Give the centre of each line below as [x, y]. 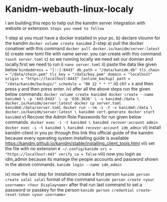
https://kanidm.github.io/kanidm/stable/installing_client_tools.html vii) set [80, 143]
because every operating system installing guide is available [67, 138]
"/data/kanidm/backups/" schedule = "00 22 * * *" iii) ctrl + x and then [79, 84]
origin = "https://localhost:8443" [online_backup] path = [68, 79]
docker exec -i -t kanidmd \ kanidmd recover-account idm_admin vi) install [83, 127]
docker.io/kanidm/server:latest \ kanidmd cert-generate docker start [80, 112]
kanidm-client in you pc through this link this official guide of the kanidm [79, 132]
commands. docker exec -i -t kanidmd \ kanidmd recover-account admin [82, 122]
